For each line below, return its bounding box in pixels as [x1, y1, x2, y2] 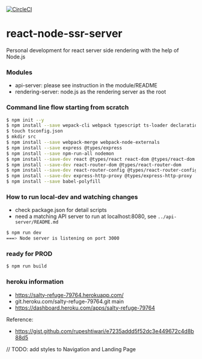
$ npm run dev [6, 229, 42, 236]
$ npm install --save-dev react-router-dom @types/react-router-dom [6, 161, 182, 168]
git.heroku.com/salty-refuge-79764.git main [14, 298, 124, 305]
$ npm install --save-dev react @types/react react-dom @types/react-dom [6, 156, 195, 162]
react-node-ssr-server [6, 27, 123, 40]
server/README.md [14, 219, 59, 225]
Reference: [6, 316, 34, 323]
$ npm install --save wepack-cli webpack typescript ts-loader [6, 122, 168, 129]
